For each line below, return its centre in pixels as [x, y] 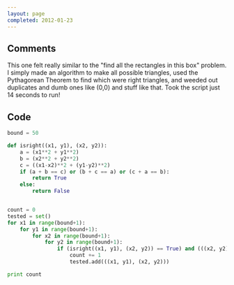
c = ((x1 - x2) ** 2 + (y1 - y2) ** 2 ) [65, 165]
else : [28, 185]
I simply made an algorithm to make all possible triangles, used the [103, 73]
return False [51, 191]
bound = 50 [23, 133]
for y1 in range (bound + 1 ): [59, 229]
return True [50, 178]
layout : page [26, 14]
